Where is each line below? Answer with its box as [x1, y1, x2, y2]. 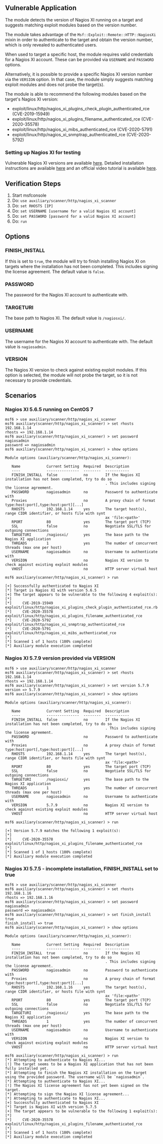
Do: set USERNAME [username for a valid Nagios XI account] [12, 208, 136, 214]
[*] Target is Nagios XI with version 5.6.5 [5, 588, 97, 593]
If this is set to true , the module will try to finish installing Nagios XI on [5, 258, 146, 264]
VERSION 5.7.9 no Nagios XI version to [11, 803, 149, 808]
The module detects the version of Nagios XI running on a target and [5, 17, 143, 22]
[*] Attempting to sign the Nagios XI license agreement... [5, 1092, 130, 1097]
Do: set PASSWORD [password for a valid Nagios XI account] [12, 213, 136, 219]
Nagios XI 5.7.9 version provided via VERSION [5, 655, 115, 662]
